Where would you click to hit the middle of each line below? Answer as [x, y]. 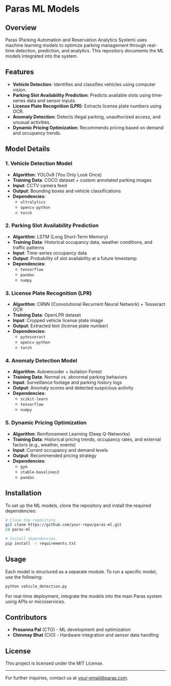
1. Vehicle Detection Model [39, 163]
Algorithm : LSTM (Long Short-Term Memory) [60, 237]
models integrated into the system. [42, 56]
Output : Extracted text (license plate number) [60, 326]
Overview [21, 28]
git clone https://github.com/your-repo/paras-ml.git [64, 525]
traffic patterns [28, 247]
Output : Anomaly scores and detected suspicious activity [73, 388]
